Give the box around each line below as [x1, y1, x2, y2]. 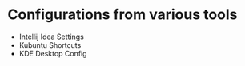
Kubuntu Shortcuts [18, 40, 82, 49]
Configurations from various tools [7, 6, 238, 24]
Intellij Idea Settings [18, 32, 85, 41]
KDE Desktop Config [18, 49, 87, 58]
